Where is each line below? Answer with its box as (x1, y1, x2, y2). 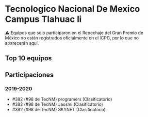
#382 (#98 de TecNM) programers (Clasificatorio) (12, 96, 113, 102)
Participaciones (5, 70, 54, 79)
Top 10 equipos (5, 54, 52, 63)
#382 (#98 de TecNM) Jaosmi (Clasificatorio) (12, 101, 103, 107)
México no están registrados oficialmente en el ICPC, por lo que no (5, 35, 139, 41)
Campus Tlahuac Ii (5, 14, 82, 25)
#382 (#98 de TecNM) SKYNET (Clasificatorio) (12, 107, 106, 113)
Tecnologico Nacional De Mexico (5, 3, 140, 15)
